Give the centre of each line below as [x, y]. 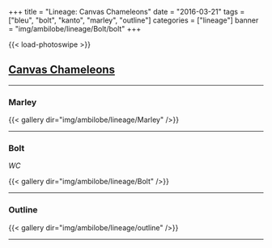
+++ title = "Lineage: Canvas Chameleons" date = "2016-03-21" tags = [127, 12]
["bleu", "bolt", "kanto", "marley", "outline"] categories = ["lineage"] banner [134, 20]
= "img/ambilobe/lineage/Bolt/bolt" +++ [75, 29]
